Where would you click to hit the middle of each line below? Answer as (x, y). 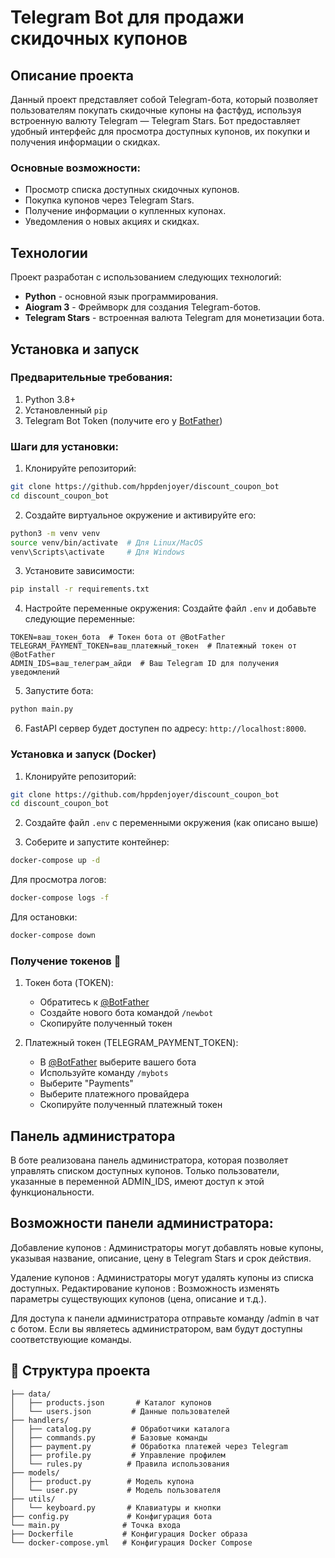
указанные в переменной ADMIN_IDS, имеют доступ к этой (137, 1181)
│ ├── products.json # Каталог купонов (111, 1402)
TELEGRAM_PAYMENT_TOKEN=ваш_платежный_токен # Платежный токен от (154, 646)
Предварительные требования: (91, 378)
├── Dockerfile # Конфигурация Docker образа (129, 1534)
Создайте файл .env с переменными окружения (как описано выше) (171, 823)
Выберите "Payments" (86, 1083)
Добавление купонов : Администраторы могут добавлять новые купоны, (167, 1247)
